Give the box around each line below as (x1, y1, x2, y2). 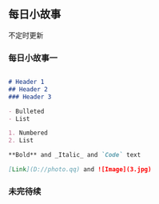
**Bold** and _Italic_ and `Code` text (8, 151, 141, 159)
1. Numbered (8, 129, 48, 138)
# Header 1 (8, 78, 45, 86)
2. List (8, 137, 34, 145)
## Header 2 (8, 85, 48, 94)
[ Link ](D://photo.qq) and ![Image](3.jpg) (8, 166, 152, 174)
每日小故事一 (8, 52, 58, 63)
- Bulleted (8, 107, 45, 115)
